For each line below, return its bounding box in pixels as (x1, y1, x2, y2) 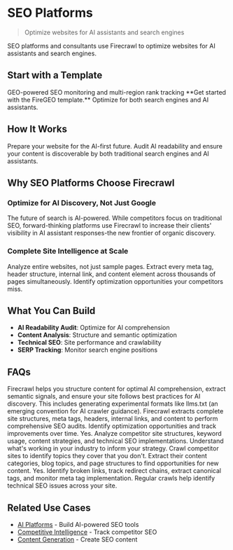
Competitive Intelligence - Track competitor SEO (17, 528, 157, 536)
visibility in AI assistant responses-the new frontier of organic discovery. (7, 229, 216, 238)
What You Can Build (7, 305, 96, 317)
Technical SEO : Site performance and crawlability (17, 338, 162, 347)
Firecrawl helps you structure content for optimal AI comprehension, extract (7, 385, 226, 393)
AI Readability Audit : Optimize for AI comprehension (17, 324, 170, 332)
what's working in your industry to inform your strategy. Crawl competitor (7, 444, 219, 453)
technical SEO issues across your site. (7, 481, 118, 490)
